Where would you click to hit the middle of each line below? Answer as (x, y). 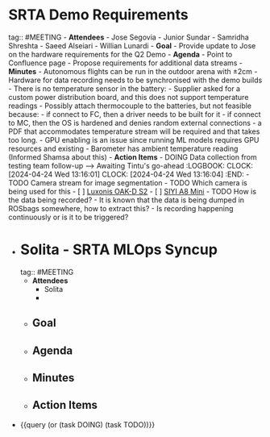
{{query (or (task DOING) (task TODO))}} (87, 424)
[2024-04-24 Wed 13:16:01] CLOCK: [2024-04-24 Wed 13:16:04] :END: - (129, 174)
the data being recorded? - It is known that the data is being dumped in (126, 200)
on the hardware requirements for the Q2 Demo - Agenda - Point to (120, 54)
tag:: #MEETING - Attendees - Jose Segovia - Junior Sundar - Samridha (129, 37)
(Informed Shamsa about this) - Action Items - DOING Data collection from (133, 157)
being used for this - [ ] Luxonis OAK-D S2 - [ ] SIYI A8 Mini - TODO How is (132, 191)
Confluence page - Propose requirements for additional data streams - (126, 63)
